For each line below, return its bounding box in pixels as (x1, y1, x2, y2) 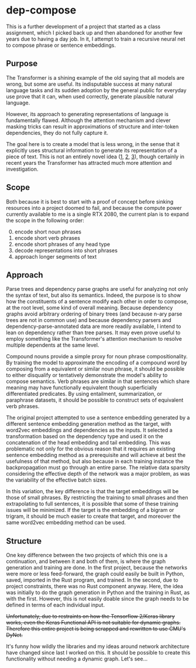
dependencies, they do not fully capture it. (6, 129, 108, 136)
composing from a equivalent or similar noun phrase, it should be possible (6, 365, 185, 372)
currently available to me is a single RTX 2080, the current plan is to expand (6, 211, 189, 218)
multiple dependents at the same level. (6, 341, 99, 349)
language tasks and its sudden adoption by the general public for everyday (6, 86, 187, 94)
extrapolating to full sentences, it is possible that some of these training (6, 500, 178, 507)
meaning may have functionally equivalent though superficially (6, 384, 157, 391)
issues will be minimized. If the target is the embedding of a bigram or (6, 507, 174, 514)
